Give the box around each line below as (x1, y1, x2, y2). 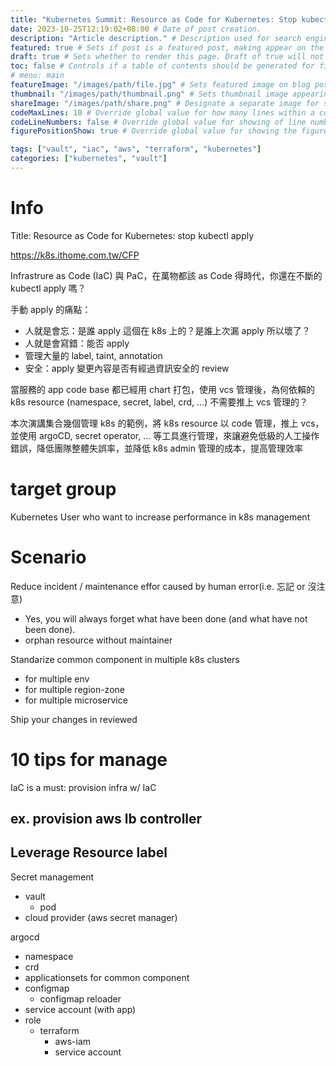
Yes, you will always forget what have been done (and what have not (24, 612, 308, 625)
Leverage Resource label (10, 844, 168, 861)
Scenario (10, 546, 87, 568)
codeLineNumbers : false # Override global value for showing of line (10, 117, 307, 127)
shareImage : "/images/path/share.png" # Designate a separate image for (10, 98, 320, 108)
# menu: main (10, 71, 65, 81)
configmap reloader (39, 992, 122, 1005)
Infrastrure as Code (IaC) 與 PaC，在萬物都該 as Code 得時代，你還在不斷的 (10, 269, 323, 281)
